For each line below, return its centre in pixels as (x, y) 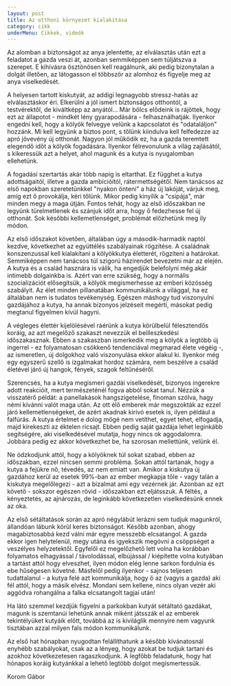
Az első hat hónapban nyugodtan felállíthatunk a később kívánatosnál (106, 641)
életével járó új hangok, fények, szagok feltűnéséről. (81, 370)
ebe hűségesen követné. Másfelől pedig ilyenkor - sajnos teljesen (100, 571)
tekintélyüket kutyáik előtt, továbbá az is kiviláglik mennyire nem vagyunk (111, 621)
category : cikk (29, 26)
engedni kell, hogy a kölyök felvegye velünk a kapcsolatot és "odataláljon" (112, 124)
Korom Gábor (26, 677)
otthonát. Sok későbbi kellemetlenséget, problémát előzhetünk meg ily (107, 219)
